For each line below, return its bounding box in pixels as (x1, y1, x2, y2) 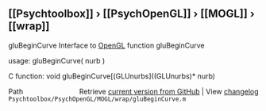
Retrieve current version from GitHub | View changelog (79, 86, 259, 96)
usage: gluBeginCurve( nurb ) (8, 55, 106, 65)
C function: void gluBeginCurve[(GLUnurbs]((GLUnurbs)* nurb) (8, 71, 216, 81)
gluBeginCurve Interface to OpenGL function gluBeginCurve (8, 40, 205, 50)
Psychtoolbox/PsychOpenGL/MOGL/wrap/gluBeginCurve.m (8, 95, 187, 103)
